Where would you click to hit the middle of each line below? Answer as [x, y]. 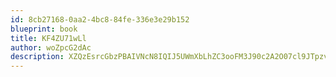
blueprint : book [44, 29]
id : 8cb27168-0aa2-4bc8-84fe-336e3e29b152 [100, 19]
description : [37, 57]
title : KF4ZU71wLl [48, 38]
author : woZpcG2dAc [51, 47]
